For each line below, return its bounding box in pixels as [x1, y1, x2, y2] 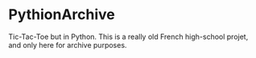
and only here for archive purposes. [8, 40, 127, 49]
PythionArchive [8, 6, 115, 24]
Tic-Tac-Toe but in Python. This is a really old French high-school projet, [8, 32, 249, 41]
